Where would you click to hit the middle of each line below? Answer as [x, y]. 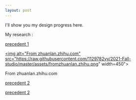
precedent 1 [17, 44]
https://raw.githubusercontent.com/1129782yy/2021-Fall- [74, 58]
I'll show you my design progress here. [44, 25]
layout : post [18, 10]
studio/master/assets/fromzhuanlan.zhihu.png [52, 64]
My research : [19, 34]
